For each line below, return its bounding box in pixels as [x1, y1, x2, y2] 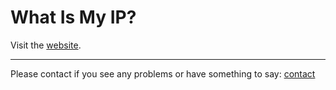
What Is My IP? [10, 6, 137, 29]
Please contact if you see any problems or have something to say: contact [10, 67, 316, 80]
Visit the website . [10, 39, 82, 51]
